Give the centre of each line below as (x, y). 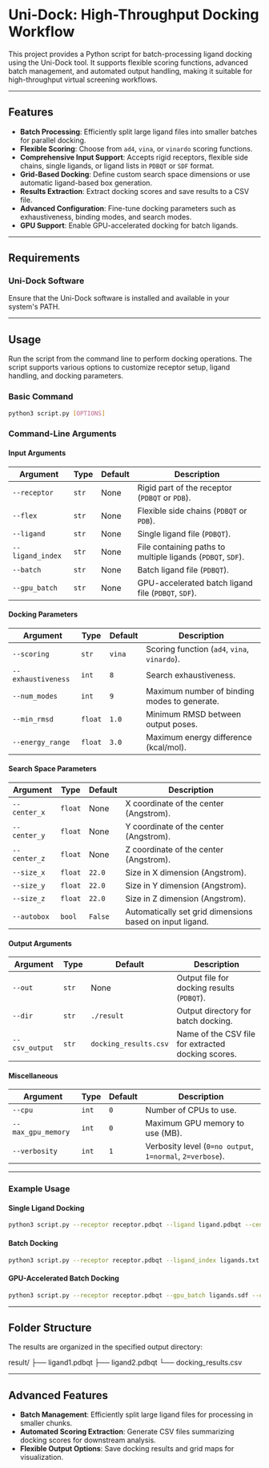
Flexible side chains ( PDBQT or (192, 511)
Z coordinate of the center (175, 849)
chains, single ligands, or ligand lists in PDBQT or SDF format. (117, 165)
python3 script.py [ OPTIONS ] (57, 413)
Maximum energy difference (199, 737)
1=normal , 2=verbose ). (185, 1156)
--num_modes (35, 696)
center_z (29, 858)
